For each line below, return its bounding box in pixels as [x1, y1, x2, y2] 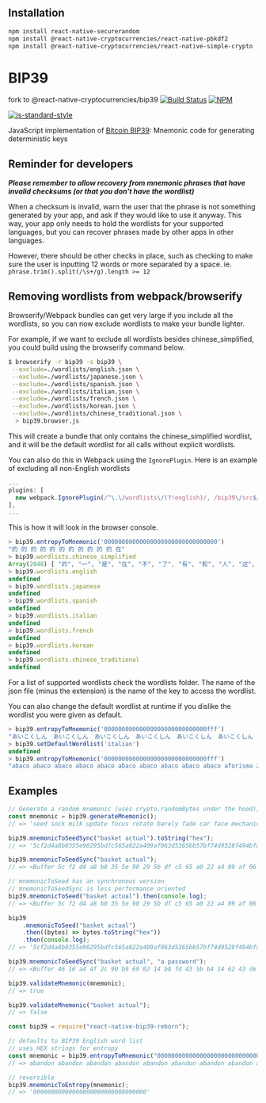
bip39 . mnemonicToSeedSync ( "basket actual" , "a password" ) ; [8, 958, 207, 966]
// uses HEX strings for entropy [8, 1044, 119, 1053]
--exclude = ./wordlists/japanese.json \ [11, 373, 144, 381]
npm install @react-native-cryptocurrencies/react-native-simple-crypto [8, 42, 253, 50]
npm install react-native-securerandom [8, 27, 140, 35]
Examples [8, 784, 58, 798]
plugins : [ [8, 486, 44, 494]
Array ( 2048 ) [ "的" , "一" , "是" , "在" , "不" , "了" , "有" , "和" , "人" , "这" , [8, 560, 256, 568]
